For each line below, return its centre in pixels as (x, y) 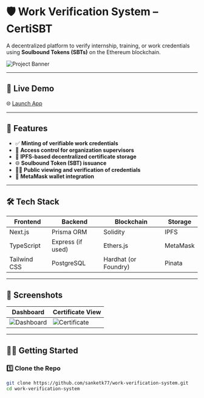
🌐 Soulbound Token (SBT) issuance (61, 163)
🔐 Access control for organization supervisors (75, 150)
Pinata (174, 263)
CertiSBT (29, 29)
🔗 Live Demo (30, 89)
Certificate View (77, 312)
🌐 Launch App (24, 103)
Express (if (67, 242)
